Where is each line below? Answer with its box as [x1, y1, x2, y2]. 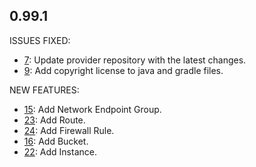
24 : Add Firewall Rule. [23, 124, 115, 136]
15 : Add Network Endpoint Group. [23, 103, 162, 115]
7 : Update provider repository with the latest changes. [23, 54, 247, 66]
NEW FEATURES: [9, 84, 80, 96]
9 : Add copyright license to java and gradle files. [23, 64, 224, 76]
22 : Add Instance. [23, 145, 97, 158]
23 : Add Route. [23, 114, 86, 126]
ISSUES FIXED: [9, 34, 71, 46]
